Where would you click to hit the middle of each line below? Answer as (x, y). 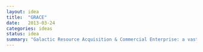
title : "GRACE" (27, 17)
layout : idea (23, 12)
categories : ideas (29, 28)
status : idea (23, 34)
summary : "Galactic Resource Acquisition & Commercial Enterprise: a (96, 39)
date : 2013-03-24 (31, 23)
